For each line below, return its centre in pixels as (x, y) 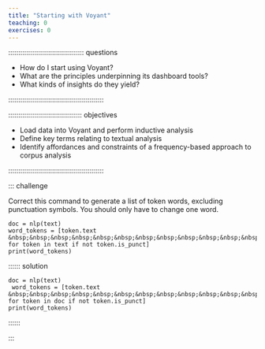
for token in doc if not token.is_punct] (77, 301)
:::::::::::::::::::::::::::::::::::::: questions (63, 53)
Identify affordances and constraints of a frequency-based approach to (135, 147)
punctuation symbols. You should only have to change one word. (114, 210)
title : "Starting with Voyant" (60, 15)
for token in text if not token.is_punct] (79, 245)
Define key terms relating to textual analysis (91, 139)
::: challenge (28, 186)
